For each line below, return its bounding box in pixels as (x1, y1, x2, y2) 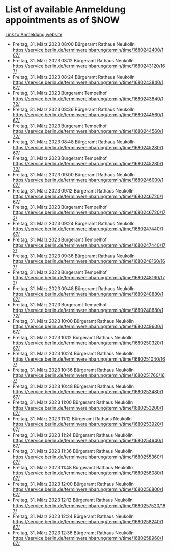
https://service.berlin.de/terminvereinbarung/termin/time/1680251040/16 (12, 356, 165, 362)
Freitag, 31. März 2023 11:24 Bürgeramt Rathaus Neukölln (12, 432, 133, 438)
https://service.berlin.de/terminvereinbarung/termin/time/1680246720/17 (12, 209, 166, 215)
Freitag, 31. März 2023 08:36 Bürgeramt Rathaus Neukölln (12, 106, 135, 112)
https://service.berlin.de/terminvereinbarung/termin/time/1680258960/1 (12, 535, 164, 541)
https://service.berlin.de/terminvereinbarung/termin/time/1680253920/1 (12, 421, 164, 427)
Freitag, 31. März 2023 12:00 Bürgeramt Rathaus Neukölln (12, 481, 134, 487)
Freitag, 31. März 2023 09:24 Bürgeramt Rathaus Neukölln (12, 220, 135, 226)
